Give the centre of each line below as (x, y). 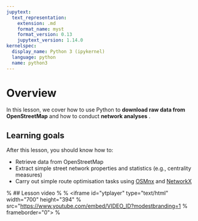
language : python (34, 57)
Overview (31, 93)
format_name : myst (41, 29)
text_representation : (39, 18)
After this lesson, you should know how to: (60, 150)
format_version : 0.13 (45, 35)
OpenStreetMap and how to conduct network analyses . (79, 116)
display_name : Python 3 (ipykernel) (58, 52)
